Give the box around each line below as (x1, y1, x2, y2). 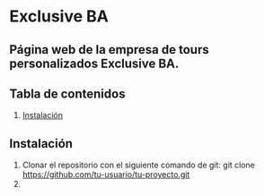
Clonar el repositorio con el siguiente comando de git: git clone (22, 159, 256, 171)
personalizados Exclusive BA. (9, 55, 180, 71)
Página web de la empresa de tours (9, 42, 209, 57)
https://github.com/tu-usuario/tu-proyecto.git (22, 169, 190, 180)
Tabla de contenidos (9, 86, 126, 101)
